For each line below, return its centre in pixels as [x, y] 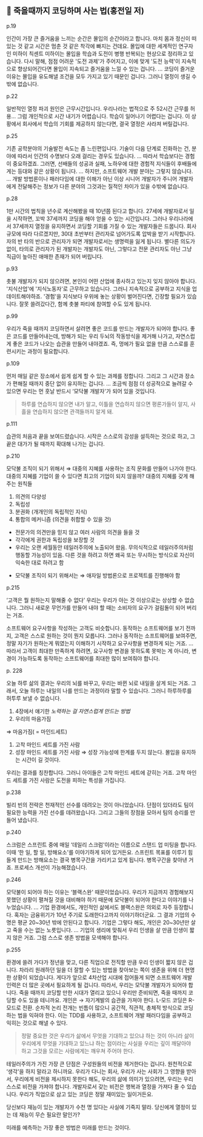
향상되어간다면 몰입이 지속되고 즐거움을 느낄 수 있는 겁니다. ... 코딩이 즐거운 [106, 69]
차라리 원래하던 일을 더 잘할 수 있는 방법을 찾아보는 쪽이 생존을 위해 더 [101, 970]
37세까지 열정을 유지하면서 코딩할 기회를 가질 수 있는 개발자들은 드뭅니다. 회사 [105, 226]
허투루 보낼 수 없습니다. [34, 698]
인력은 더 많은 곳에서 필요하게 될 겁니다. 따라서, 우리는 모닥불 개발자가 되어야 [97, 985]
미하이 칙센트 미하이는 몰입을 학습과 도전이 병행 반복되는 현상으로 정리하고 [100, 53]
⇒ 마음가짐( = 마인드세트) [37, 731]
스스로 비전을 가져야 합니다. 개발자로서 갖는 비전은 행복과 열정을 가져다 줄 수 [96, 1086]
